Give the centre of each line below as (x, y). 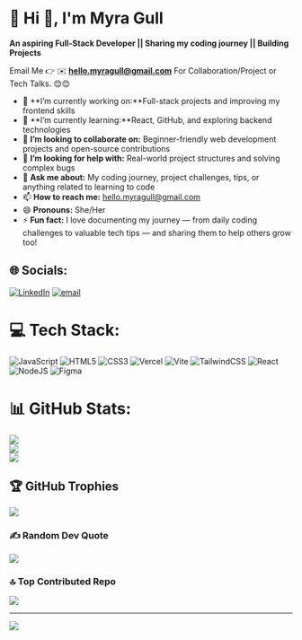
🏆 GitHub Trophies (64, 487)
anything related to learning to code (89, 187)
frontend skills (49, 110)
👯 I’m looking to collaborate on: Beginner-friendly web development (149, 139)
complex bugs (49, 167)
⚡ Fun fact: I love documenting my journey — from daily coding (140, 220)
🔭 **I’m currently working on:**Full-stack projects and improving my (151, 101)
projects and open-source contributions (96, 148)
